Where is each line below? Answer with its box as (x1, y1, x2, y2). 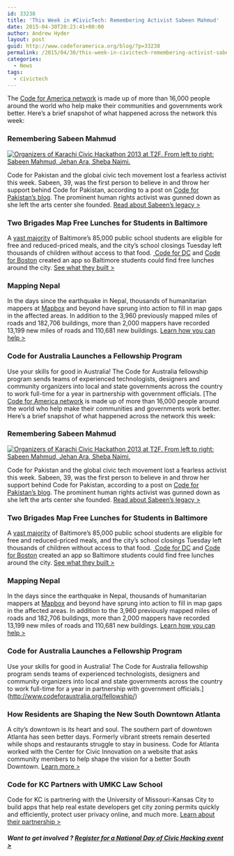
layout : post (7, 36, 45, 43)
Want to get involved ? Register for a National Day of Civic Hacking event (7, 834, 224, 842)
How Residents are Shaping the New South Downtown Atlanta (7, 709, 221, 719)
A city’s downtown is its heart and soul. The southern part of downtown (7, 725, 212, 734)
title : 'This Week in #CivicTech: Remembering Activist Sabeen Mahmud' (7, 17, 219, 24)
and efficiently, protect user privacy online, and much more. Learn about (7, 811, 215, 819)
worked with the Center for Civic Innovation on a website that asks (7, 748, 198, 756)
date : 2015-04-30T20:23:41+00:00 (7, 23, 104, 30)
